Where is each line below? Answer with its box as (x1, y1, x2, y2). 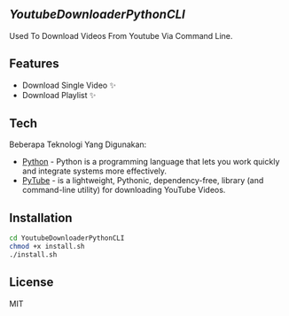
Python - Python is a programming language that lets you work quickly (21, 157, 280, 167)
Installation (9, 210, 73, 225)
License (9, 274, 54, 290)
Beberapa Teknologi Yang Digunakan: (9, 139, 147, 150)
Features (9, 57, 59, 72)
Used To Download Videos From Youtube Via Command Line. (9, 30, 233, 41)
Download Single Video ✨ (21, 80, 117, 90)
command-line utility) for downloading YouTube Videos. (21, 185, 226, 196)
